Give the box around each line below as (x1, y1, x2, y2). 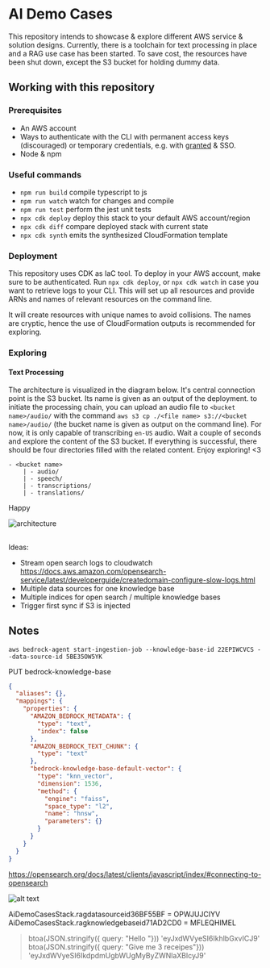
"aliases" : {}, (15, 690, 67, 698)
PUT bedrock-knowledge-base (8, 666, 111, 676)
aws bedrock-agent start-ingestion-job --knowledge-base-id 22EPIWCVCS (8, 645, 254, 653)
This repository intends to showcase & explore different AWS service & (8, 31, 243, 41)
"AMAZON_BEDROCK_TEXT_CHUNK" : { (29, 742, 139, 750)
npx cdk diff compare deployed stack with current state (19, 221, 209, 231)
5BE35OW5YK (65, 653, 103, 661)
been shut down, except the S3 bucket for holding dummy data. (8, 57, 220, 67)
